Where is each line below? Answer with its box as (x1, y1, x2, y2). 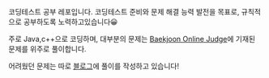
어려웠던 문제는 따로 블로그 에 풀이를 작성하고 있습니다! (8, 61, 180, 71)
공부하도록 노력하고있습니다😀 (23, 17, 118, 27)
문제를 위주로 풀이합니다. (8, 44, 87, 54)
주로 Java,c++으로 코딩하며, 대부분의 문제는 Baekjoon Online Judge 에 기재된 (8, 35, 256, 43)
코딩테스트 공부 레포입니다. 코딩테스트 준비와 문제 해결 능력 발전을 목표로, (8, 7, 240, 16)
